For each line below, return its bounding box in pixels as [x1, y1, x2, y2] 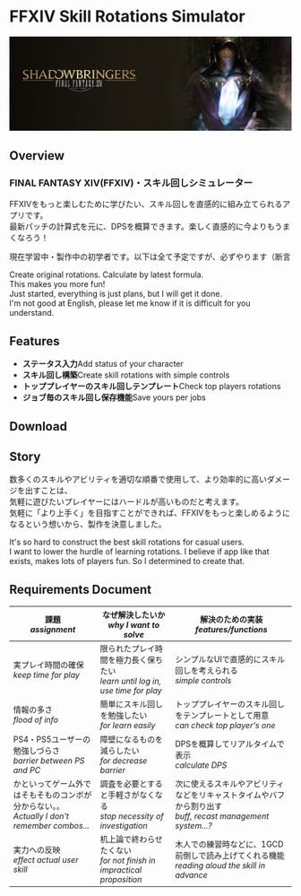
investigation [99, 820, 148, 831]
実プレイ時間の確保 [13, 659, 84, 670]
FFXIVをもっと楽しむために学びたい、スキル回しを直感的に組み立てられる [9, 199, 283, 210]
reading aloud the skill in [174, 859, 266, 871]
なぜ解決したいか [102, 609, 166, 620]
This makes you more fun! [9, 279, 106, 290]
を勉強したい [99, 710, 148, 721]
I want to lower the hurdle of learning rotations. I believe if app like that [9, 546, 271, 557]
